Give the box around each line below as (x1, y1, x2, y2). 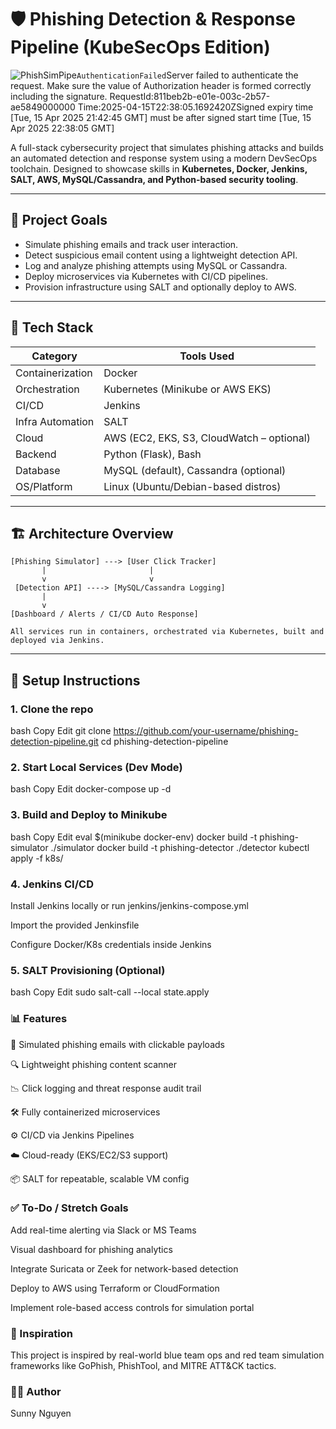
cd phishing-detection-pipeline (100, 736, 229, 748)
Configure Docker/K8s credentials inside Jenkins (10, 938, 212, 950)
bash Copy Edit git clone (10, 725, 112, 737)
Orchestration (15, 382, 80, 396)
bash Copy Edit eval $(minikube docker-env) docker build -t (10, 831, 258, 843)
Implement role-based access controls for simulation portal (10, 1301, 255, 1313)
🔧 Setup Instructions (10, 672, 141, 689)
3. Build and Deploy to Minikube (10, 808, 168, 822)
